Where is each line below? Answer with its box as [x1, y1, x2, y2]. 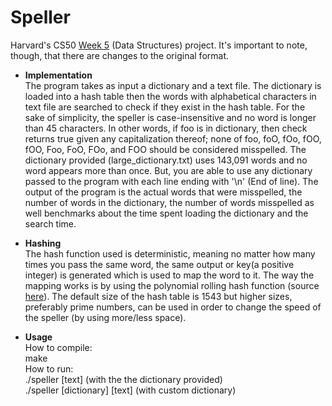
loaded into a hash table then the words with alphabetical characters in [24, 90, 317, 102]
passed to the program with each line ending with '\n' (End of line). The [24, 175, 319, 187]
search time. [24, 217, 77, 230]
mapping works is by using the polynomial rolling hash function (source [24, 279, 320, 291]
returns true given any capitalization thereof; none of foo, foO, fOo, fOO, [24, 132, 322, 145]
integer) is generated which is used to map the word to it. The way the [24, 269, 315, 281]
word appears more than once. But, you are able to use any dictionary [24, 164, 313, 176]
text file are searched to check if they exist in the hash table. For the [24, 101, 306, 113]
